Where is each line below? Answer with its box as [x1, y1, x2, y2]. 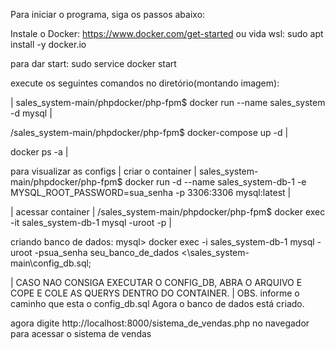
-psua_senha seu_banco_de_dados [34, 247, 180, 258]
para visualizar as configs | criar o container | [10, 165, 197, 177]
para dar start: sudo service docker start [10, 58, 177, 69]
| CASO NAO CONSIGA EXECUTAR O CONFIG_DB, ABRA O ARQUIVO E [10, 277, 303, 288]
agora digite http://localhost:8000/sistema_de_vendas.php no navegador [10, 317, 310, 329]
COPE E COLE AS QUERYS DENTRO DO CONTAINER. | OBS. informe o [10, 287, 300, 299]
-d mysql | [10, 107, 53, 119]
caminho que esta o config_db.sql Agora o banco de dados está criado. [10, 298, 305, 309]
